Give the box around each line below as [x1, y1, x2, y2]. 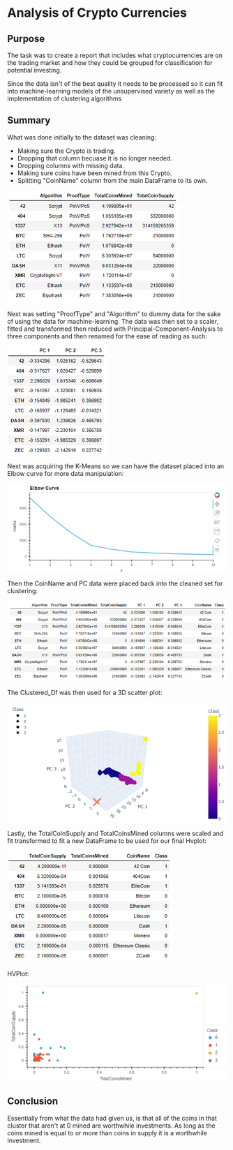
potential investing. [7, 66, 62, 74]
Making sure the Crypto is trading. [17, 147, 116, 155]
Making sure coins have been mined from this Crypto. [17, 169, 172, 177]
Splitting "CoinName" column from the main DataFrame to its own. [17, 176, 208, 184]
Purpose [7, 33, 45, 45]
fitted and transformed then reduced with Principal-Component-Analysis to [7, 324, 223, 333]
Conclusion [7, 1096, 59, 1107]
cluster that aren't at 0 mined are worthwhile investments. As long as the [7, 1121, 216, 1130]
